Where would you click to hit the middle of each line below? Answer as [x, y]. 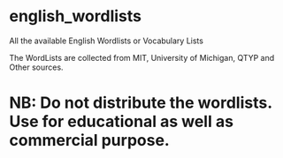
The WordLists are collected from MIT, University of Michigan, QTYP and [142, 57]
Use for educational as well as [122, 122]
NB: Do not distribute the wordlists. [141, 103]
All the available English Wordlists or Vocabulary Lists [106, 41]
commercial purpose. [89, 141]
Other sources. [36, 67]
